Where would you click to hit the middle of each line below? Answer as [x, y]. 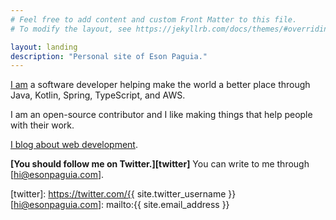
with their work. [42, 125]
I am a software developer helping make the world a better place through [160, 85]
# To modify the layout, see [71, 29]
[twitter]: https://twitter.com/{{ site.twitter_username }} [123, 194]
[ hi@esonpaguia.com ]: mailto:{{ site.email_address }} [120, 205]
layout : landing [44, 47]
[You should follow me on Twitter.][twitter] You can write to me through [160, 164]
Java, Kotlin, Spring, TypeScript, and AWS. [98, 95]
